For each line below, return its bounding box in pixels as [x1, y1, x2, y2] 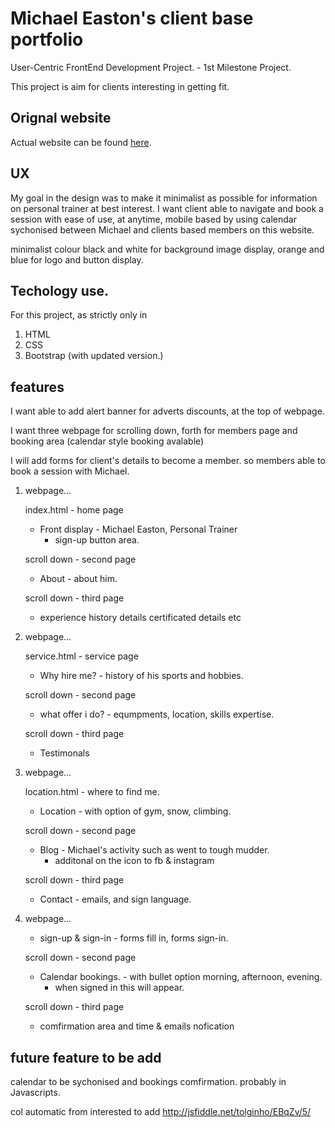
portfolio [10, 28, 84, 51]
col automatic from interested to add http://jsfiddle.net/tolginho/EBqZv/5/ [10, 1106, 312, 1117]
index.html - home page [24, 504, 124, 516]
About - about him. [39, 573, 118, 585]
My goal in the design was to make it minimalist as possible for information [10, 192, 318, 204]
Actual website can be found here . [10, 136, 152, 148]
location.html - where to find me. [24, 786, 160, 798]
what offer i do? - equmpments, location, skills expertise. [39, 708, 275, 721]
